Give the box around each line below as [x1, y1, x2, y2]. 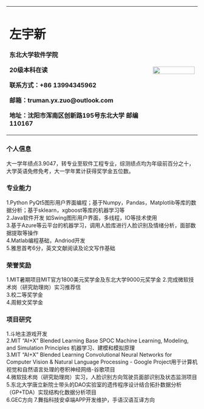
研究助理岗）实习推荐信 [22, 283, 81, 291]
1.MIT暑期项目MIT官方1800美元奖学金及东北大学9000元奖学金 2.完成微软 [6, 276, 189, 283]
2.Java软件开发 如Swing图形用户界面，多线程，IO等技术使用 [6, 214, 157, 221]
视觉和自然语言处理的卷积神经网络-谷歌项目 [6, 366, 115, 373]
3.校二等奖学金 [6, 291, 44, 299]
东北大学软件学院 [9, 51, 59, 59]
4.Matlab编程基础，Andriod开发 [6, 237, 86, 244]
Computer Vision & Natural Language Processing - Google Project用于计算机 [6, 358, 198, 366]
